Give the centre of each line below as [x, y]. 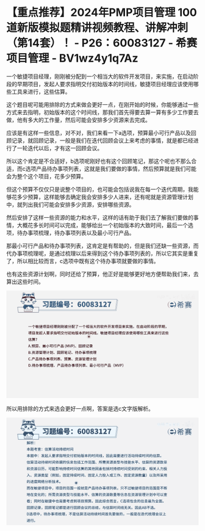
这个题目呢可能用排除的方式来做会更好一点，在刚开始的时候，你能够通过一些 [103, 104]
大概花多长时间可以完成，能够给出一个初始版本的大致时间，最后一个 [102, 225]
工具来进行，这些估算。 [41, 92]
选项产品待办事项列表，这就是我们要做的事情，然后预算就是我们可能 [111, 168]
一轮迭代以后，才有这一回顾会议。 [59, 148]
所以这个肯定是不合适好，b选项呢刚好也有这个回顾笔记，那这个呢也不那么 [99, 161]
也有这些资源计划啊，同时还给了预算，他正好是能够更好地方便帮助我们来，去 [103, 274]
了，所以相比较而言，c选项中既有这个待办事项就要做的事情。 [83, 261]
